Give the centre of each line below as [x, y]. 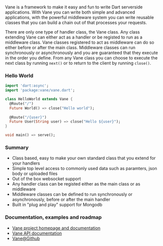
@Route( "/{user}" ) [28, 117]
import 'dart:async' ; [27, 86]
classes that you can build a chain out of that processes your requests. [76, 22]
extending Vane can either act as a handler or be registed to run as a [74, 37]
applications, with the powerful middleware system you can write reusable [80, 17]
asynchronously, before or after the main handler [61, 200]
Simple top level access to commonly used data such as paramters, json [84, 169]
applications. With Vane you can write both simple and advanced [70, 12]
